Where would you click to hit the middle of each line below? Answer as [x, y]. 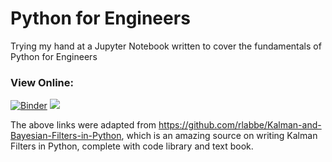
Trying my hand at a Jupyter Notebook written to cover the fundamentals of [166, 46]
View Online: [42, 82]
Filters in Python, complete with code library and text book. [132, 146]
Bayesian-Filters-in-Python [66, 136]
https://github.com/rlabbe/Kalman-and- [240, 125]
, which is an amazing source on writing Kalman [219, 136]
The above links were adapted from [83, 125]
